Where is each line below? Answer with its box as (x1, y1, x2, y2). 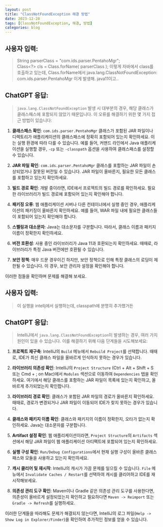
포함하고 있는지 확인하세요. (17, 174, 68, 180)
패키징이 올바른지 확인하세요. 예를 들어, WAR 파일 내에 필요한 (25, 207, 141, 213)
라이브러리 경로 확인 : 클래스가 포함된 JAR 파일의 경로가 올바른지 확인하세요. (12, 394, 154, 399)
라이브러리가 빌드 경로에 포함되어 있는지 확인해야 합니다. (17, 191, 124, 197)
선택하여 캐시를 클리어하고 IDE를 (89, 471, 150, 477)
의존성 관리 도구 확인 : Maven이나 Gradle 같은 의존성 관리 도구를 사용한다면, (12, 488, 155, 494)
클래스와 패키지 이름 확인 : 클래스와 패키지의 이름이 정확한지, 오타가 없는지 (12, 416, 150, 422)
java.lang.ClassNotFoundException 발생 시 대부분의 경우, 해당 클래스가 (16, 105, 154, 111)
